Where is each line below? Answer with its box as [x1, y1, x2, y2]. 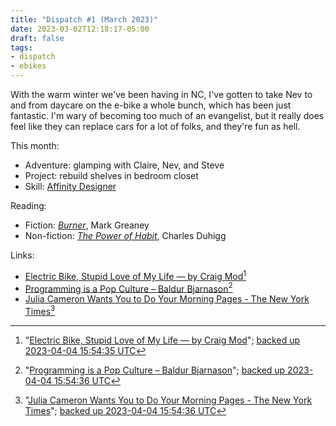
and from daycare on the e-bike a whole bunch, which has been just [10, 99, 292, 111]
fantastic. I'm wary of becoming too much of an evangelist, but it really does [10, 110, 325, 121]
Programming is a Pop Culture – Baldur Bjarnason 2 [24, 281, 233, 295]
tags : [10, 42, 33, 53]
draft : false [10, 33, 65, 43]
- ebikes [10, 61, 47, 71]
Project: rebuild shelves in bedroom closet [24, 170, 199, 181]
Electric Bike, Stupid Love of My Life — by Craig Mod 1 [24, 269, 247, 282]
